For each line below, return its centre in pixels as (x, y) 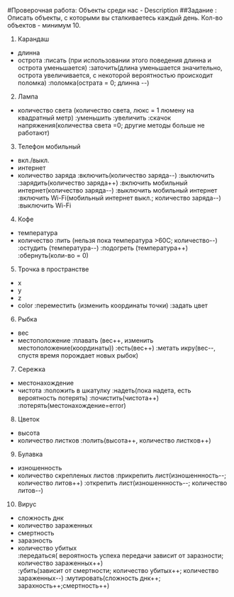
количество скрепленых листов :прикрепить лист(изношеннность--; (122, 475)
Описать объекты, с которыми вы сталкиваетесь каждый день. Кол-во (115, 18)
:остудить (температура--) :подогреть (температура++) (103, 248)
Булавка (30, 454)
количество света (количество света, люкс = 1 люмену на (106, 110)
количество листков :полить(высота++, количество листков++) (114, 440)
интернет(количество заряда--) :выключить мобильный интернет (117, 190)
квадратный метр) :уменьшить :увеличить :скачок (94, 118)
